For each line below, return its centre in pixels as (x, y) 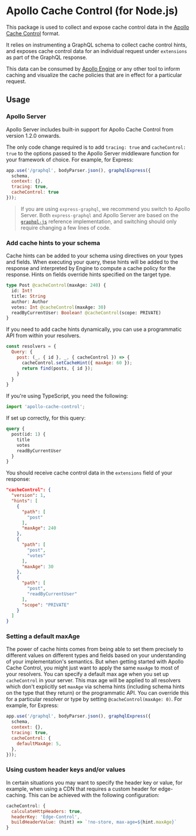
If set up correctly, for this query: (46, 418)
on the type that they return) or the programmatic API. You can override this (98, 693)
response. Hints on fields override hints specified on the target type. (89, 274)
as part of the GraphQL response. (47, 57)
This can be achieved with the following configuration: (94, 795)
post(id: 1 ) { (28, 434)
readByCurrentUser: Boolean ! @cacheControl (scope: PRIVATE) (86, 313)
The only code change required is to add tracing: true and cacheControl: (96, 147)
